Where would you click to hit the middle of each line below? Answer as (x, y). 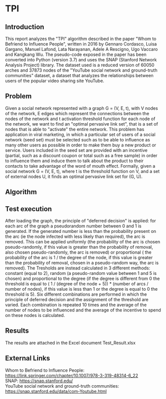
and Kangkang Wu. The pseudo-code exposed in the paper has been (76, 54)
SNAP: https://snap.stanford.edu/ (39, 381)
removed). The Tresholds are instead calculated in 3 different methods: (78, 268)
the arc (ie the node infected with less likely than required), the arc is (75, 237)
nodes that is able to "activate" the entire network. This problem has (75, 129)
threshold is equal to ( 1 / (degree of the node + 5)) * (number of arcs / (77, 284)
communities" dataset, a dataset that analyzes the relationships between (79, 75)
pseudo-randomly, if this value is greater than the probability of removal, (79, 247)
